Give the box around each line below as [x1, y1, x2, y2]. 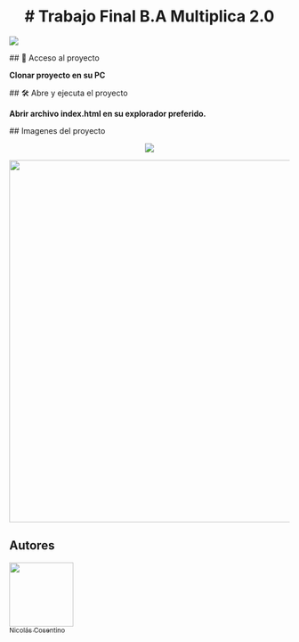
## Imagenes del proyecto [9, 125, 106, 136]
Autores [9, 538, 55, 554]
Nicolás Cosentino [9, 626, 65, 635]
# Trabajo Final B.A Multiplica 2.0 [24, 6, 275, 27]
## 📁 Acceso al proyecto [9, 52, 100, 63]
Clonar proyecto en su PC [9, 70, 106, 80]
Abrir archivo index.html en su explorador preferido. [9, 108, 206, 119]
